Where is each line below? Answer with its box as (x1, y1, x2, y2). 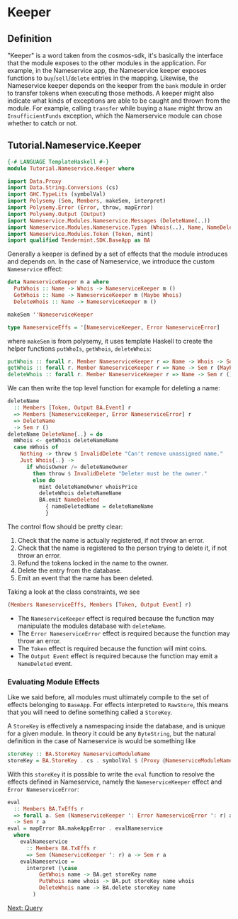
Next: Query (7, 903, 43, 912)
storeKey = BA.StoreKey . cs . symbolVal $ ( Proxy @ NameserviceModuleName (7, 757, 233, 764)
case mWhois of (13, 444, 59, 451)
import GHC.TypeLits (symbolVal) (7, 191, 106, 198)
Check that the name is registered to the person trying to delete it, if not (17, 543, 227, 552)
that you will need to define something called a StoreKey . (7, 708, 173, 716)
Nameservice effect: (7, 265, 64, 274)
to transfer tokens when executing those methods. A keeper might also (7, 89, 215, 97)
